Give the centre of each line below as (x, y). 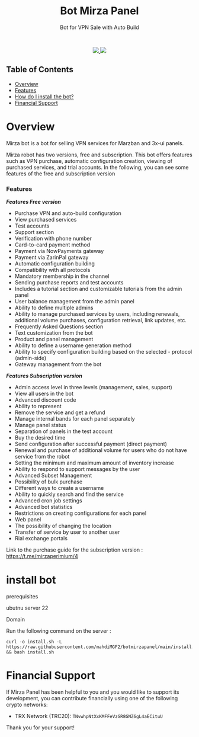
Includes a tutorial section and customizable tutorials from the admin (98, 289)
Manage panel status (40, 425)
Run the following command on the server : (59, 631)
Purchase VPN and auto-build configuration (68, 213)
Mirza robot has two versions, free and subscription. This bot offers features (99, 155)
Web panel (28, 519)
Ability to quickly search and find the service (69, 494)
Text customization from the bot (54, 332)
